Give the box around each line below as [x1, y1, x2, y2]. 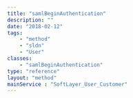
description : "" [7, 17, 54, 23]
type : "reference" [7, 68, 60, 75]
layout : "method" [7, 74, 57, 81]
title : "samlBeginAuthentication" [7, 10, 107, 17]
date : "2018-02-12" [7, 23, 63, 30]
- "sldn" [19, 42, 45, 49]
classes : [7, 55, 32, 62]
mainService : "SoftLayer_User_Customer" [7, 81, 128, 88]
